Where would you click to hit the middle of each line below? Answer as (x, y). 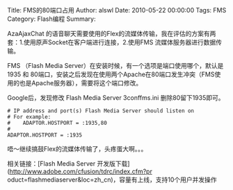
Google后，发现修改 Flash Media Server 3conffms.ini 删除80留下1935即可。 (116, 98)
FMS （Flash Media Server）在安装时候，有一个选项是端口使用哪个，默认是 (115, 66)
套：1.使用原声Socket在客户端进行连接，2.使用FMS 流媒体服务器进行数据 (112, 42)
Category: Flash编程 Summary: (51, 19)
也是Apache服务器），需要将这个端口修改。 (81, 83)
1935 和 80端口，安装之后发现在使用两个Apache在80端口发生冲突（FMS (111, 74)
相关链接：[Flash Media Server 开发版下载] (69, 164)
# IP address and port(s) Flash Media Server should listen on (101, 111)
